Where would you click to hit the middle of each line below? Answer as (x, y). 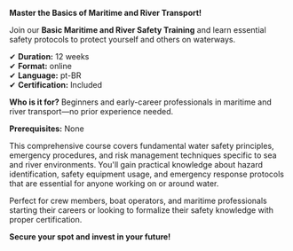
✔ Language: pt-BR (45, 75)
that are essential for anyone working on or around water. (114, 184)
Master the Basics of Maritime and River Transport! (106, 13)
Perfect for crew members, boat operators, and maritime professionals (139, 200)
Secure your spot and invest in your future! (90, 237)
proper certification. (46, 220)
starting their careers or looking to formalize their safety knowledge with (141, 210)
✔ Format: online (41, 66)
